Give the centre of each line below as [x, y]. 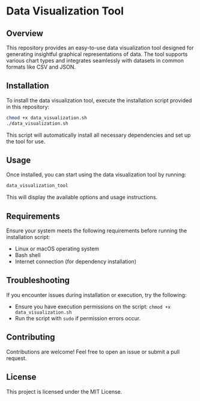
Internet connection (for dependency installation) [76, 262]
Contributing [31, 337]
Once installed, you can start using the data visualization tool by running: [96, 175]
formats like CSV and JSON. [41, 67]
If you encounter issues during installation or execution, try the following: [96, 295]
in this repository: [28, 107]
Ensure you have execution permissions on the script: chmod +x [93, 306]
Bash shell [28, 255]
